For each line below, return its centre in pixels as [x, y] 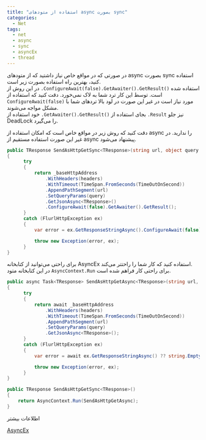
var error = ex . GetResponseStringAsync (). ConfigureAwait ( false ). [119, 230]
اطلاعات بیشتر [24, 418]
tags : [14, 29]
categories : [22, 18]
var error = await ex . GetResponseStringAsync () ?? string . [111, 356]
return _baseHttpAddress [66, 173]
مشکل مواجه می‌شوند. [33, 107]
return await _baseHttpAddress [74, 305]
